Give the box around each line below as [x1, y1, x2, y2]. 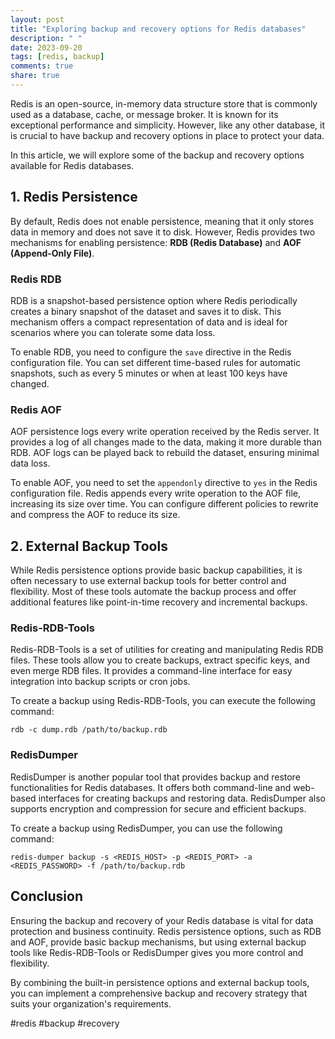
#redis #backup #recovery [10, 1017, 120, 1029]
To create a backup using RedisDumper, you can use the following [10, 822, 283, 834]
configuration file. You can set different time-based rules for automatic [10, 356, 302, 368]
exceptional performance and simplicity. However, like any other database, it [10, 119, 325, 131]
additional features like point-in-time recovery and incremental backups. [10, 596, 308, 608]
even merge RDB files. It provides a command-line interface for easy [10, 665, 293, 677]
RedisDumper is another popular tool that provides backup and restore [10, 771, 301, 783]
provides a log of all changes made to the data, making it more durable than [10, 436, 322, 448]
